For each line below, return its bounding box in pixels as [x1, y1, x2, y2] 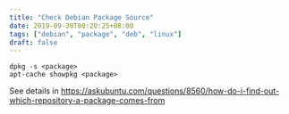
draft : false [9, 37, 58, 47]
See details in [9, 85, 60, 96]
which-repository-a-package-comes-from [9, 95, 166, 106]
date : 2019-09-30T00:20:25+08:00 [9, 21, 134, 30]
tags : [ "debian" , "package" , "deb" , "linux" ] [9, 29, 182, 38]
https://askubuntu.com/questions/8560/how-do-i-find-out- [61, 85, 280, 96]
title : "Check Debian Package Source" [9, 12, 154, 22]
